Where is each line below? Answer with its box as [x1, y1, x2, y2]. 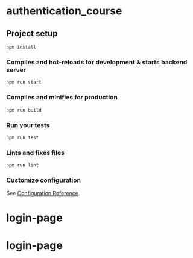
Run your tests [6, 121, 50, 129]
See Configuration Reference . [6, 190, 80, 197]
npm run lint [6, 162, 39, 168]
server [6, 65, 26, 74]
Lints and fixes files [6, 148, 65, 157]
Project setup [6, 28, 59, 39]
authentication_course [6, 4, 122, 18]
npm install [6, 44, 36, 50]
